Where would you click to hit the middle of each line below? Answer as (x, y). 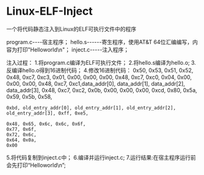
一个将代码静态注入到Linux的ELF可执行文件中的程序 (71, 29)
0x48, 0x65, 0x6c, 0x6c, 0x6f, (46, 124)
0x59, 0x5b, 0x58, (29, 97)
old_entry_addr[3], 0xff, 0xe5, (47, 113)
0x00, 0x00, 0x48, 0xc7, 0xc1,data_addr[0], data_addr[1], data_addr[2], (96, 83)
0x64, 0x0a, (21, 140)
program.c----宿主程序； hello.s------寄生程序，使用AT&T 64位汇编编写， (100, 42)
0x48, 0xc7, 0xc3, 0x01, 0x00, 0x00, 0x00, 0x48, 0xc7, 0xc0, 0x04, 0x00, (99, 77)
